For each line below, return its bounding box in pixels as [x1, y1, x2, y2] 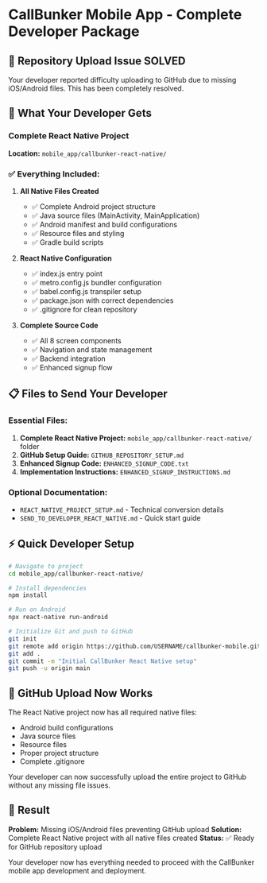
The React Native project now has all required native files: [8, 707, 197, 717]
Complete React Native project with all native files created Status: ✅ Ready [8, 833, 255, 842]
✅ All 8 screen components [31, 335, 122, 345]
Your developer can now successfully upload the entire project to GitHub [8, 773, 247, 782]
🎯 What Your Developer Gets [8, 107, 153, 120]
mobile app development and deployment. [8, 866, 147, 875]
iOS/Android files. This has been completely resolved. [8, 83, 184, 93]
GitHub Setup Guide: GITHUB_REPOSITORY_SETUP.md [19, 450, 184, 459]
